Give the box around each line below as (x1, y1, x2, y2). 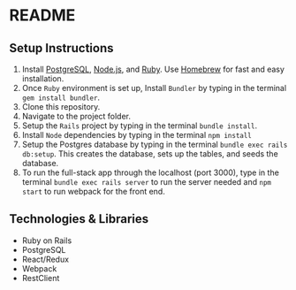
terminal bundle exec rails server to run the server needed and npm (21, 177, 272, 187)
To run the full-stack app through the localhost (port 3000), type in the (21, 167, 280, 178)
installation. (21, 73, 65, 84)
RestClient (21, 272, 60, 283)
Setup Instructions (9, 41, 114, 56)
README (9, 5, 76, 26)
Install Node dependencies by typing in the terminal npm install (21, 130, 252, 140)
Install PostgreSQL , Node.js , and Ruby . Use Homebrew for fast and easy (21, 64, 285, 74)
